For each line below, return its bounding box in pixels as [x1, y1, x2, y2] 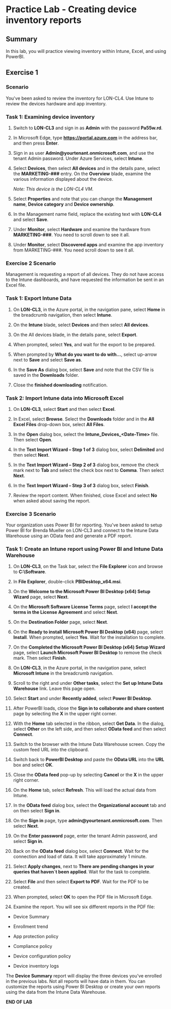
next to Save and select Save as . [13, 356, 82, 362]
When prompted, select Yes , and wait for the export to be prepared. [13, 341, 156, 347]
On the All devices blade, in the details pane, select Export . [13, 331, 138, 338]
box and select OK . [13, 762, 54, 768]
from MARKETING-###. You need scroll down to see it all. [13, 247, 134, 253]
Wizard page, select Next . [13, 594, 69, 600]
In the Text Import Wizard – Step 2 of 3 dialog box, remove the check [13, 462, 159, 468]
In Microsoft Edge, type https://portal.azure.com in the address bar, [13, 134, 158, 141]
